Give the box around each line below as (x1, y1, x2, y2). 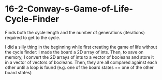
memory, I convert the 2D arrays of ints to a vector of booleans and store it (5, 54, 154, 60)
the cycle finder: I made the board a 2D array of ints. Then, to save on (5, 49, 144, 55)
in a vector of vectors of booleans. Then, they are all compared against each (5, 59, 158, 65)
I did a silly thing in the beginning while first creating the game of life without (5, 44, 157, 50)
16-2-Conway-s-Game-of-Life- (5, 3, 133, 14)
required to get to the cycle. (5, 35, 60, 40)
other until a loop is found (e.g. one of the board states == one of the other (5, 64, 154, 70)
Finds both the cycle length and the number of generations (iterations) (5, 29, 145, 35)
